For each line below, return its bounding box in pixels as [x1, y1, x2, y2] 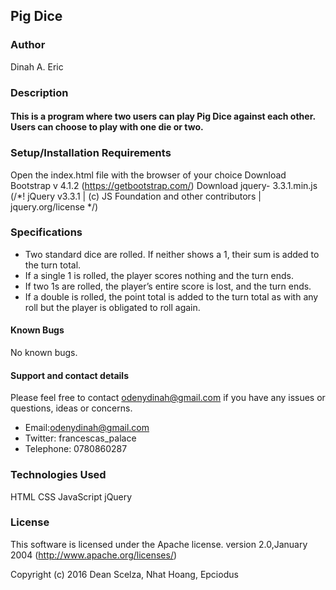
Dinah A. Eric [10, 60, 64, 73]
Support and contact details [10, 369, 129, 381]
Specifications [10, 225, 83, 239]
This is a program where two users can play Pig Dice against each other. [10, 110, 316, 123]
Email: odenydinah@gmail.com [24, 422, 150, 434]
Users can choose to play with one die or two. [10, 121, 204, 133]
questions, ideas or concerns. [10, 402, 133, 414]
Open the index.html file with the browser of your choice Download [10, 169, 287, 181]
